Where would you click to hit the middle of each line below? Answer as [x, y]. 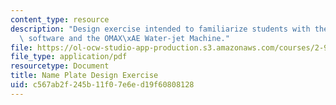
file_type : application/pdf [69, 57]
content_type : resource [60, 19]
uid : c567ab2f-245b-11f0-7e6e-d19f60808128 [102, 85]
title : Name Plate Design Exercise [84, 76]
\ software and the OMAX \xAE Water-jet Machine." [124, 38]
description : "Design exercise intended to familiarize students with [160, 29]
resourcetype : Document [60, 66]
